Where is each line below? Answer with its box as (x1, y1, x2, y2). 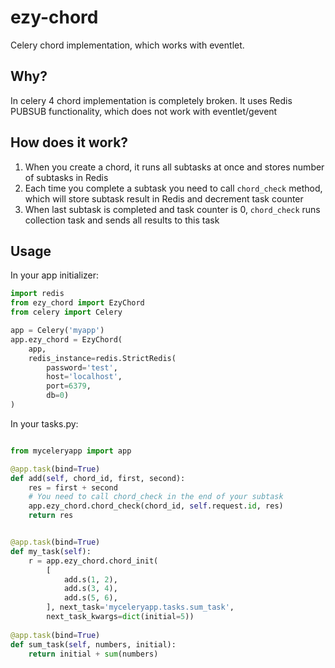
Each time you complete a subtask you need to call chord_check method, (24, 182, 323, 194)
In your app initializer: (10, 269, 100, 281)
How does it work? (10, 134, 129, 151)
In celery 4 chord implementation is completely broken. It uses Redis (10, 94, 293, 106)
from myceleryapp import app (10, 446, 132, 456)
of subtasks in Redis (24, 171, 109, 183)
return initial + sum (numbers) (28, 649, 159, 659)
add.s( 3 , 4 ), (63, 584, 118, 594)
